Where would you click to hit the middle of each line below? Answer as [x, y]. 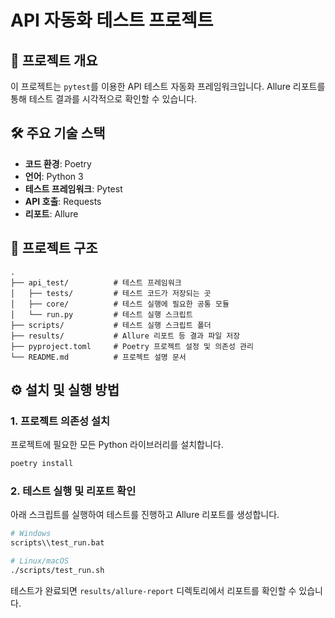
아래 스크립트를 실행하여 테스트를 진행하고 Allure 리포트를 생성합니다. [145, 515]
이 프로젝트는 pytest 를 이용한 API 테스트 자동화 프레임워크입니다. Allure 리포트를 [168, 86]
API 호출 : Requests [63, 201]
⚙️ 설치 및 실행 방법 [65, 390]
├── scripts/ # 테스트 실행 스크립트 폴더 [111, 325]
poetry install [42, 464]
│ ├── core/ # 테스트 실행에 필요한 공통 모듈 [120, 304]
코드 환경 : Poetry [58, 163]
